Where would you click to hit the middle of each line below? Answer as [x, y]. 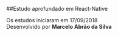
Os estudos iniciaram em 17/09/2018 [52, 20]
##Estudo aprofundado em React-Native [57, 9]
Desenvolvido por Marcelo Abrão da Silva [59, 27]
